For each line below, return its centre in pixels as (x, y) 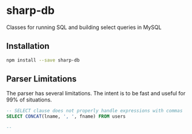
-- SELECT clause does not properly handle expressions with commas (94, 111)
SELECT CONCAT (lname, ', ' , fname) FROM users (66, 116)
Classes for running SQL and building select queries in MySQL (84, 27)
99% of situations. (29, 100)
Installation (28, 46)
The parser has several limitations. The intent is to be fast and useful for (96, 94)
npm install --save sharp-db (43, 60)
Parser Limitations (41, 79)
